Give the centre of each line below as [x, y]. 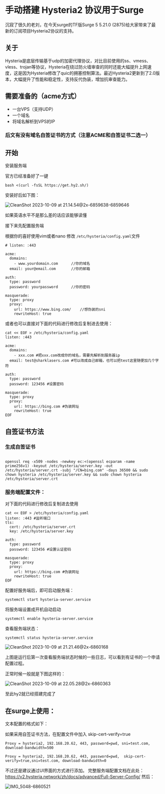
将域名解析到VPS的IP [34, 121]
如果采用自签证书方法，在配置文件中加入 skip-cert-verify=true [68, 734]
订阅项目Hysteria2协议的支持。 [45, 31]
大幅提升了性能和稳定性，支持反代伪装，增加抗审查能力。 [72, 79]
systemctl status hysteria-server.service [49, 638]
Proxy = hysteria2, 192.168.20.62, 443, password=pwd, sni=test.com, [78, 744]
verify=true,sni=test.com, [33, 761]
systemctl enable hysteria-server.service [49, 619]
